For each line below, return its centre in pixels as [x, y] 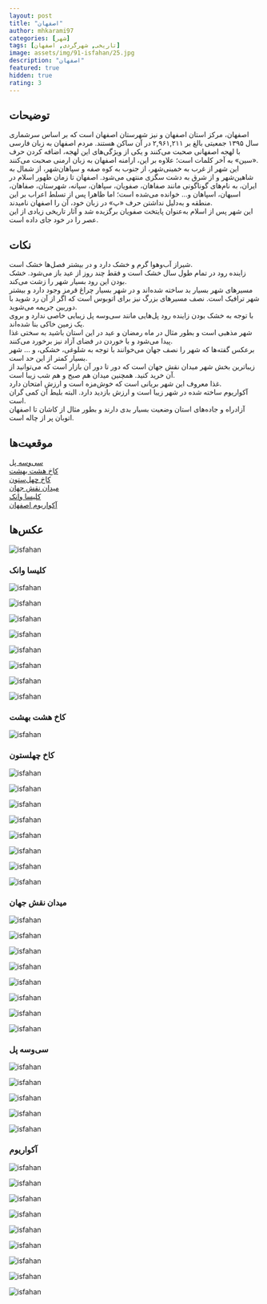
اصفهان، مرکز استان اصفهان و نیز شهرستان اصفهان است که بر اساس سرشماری [129, 135]
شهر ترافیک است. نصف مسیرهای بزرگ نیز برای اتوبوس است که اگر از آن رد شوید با [134, 298]
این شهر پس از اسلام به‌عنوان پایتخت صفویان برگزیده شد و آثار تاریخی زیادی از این [131, 211]
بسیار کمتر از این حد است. [48, 358]
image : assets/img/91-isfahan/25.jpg [72, 53]
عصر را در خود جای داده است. [54, 220]
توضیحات [30, 115]
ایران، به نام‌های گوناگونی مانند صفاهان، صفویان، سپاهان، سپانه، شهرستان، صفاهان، [133, 186]
